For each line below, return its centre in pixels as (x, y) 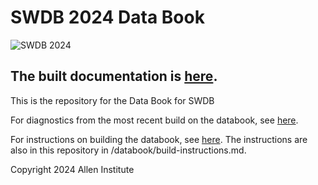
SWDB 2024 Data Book (107, 17)
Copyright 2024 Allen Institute (72, 169)
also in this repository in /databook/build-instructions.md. (128, 150)
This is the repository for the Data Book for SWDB (112, 100)
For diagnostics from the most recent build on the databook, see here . (154, 120)
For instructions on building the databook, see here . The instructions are (159, 139)
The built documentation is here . (114, 76)
